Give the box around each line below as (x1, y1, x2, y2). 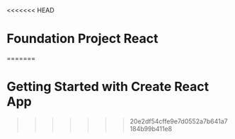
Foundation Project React (6, 31, 159, 47)
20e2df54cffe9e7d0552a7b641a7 (130, 116, 228, 126)
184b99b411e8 (130, 124, 173, 133)
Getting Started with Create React (6, 79, 210, 95)
